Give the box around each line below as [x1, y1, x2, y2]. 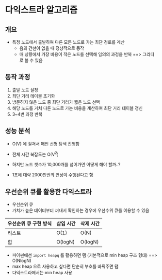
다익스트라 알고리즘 [5, 4, 78, 16]
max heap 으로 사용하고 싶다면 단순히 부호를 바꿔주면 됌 [12, 263, 119, 269]
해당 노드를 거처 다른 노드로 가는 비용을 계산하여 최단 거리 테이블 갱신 [12, 105, 143, 111]
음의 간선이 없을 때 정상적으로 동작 [19, 45, 84, 51]
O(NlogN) [12, 258, 32, 263]
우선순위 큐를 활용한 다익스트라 [5, 187, 92, 196]
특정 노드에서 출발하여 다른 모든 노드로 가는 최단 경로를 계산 [12, 39, 125, 45]
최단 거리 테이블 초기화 [12, 93, 55, 99]
